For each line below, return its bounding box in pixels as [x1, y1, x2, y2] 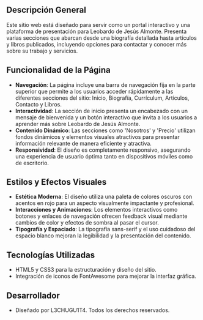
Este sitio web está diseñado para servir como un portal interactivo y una [6, 21, 191, 28]
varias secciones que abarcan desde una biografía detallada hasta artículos [6, 34, 197, 42]
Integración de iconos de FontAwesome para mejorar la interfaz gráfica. [15, 272, 197, 280]
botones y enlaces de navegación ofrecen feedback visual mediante [15, 212, 188, 220]
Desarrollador [6, 290, 60, 300]
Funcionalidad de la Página [6, 65, 111, 75]
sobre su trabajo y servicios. [6, 47, 78, 54]
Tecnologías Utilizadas [6, 250, 95, 260]
